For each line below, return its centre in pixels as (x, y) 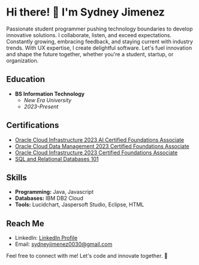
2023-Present (41, 106)
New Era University (48, 100)
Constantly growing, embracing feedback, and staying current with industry (100, 41)
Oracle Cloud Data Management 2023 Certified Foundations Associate (102, 146)
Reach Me (25, 223)
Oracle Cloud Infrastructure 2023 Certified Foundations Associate (96, 153)
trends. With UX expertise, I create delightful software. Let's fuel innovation (99, 48)
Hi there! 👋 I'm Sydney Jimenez (85, 12)
